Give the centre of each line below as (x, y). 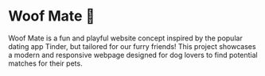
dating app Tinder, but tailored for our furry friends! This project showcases (132, 46)
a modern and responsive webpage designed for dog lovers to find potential (133, 55)
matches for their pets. (45, 63)
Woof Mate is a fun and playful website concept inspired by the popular (125, 38)
